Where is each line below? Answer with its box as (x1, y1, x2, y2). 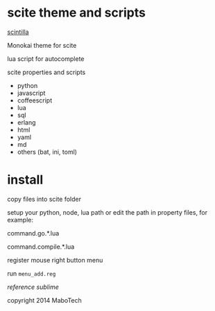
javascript (17, 89, 46, 97)
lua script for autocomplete (7, 54, 85, 63)
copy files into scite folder (7, 195, 82, 203)
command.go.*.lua (7, 229, 60, 237)
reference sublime (7, 283, 59, 291)
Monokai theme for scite (7, 41, 77, 49)
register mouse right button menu (7, 256, 103, 264)
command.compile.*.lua (7, 242, 75, 251)
